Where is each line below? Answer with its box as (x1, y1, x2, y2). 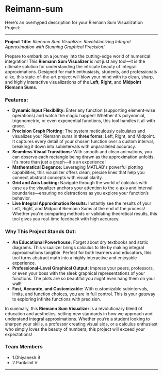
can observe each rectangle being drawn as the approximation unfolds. (12, 154, 155, 160)
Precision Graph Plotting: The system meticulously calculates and (12, 128, 146, 134)
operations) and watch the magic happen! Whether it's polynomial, (12, 113, 146, 119)
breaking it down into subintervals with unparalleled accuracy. (12, 143, 136, 149)
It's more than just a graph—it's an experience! (12, 159, 106, 165)
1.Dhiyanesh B (12, 354, 41, 360)
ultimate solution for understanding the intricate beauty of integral (5, 63, 137, 69)
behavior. (12, 196, 31, 201)
